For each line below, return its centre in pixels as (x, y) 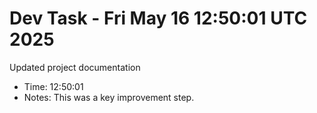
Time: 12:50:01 (53, 86)
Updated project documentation (75, 67)
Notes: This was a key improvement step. (109, 97)
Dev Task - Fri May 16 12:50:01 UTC (158, 18)
